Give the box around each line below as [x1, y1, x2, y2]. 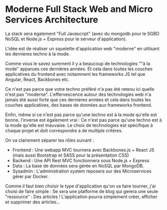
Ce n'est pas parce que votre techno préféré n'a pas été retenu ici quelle [5, 86, 155, 92]
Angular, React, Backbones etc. [5, 76, 70, 82]
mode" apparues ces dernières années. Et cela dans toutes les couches [5, 66, 153, 72]
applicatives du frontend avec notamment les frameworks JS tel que [5, 71, 146, 77]
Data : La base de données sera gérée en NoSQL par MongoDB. [12, 163, 144, 169]
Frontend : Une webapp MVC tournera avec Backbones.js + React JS [12, 147, 155, 153]
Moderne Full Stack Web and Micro [5, 3, 153, 15]
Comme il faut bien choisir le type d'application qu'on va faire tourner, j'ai [5, 183, 156, 189]
